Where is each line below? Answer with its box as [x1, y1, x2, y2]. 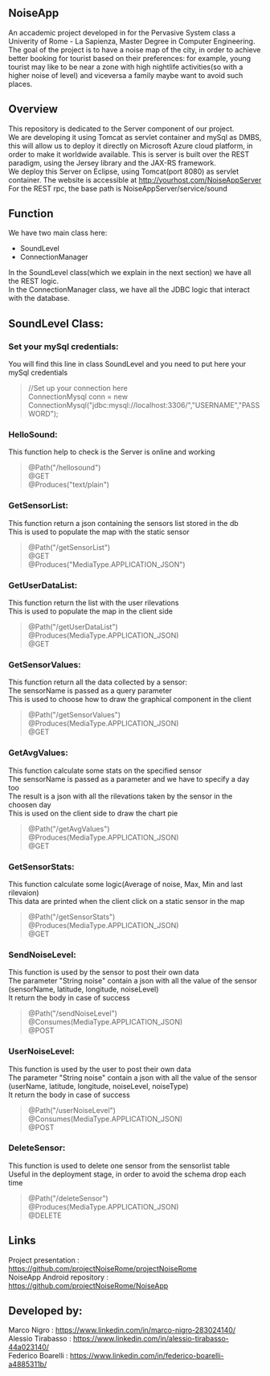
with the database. [8, 294, 70, 303]
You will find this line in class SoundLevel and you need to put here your [8, 359, 247, 369]
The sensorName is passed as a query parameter [8, 686, 173, 696]
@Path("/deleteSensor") [27, 1193, 108, 1203]
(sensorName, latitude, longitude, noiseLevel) [8, 984, 159, 994]
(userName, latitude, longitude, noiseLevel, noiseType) [8, 1081, 189, 1091]
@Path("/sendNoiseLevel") [27, 1008, 118, 1018]
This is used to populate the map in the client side [8, 606, 173, 616]
